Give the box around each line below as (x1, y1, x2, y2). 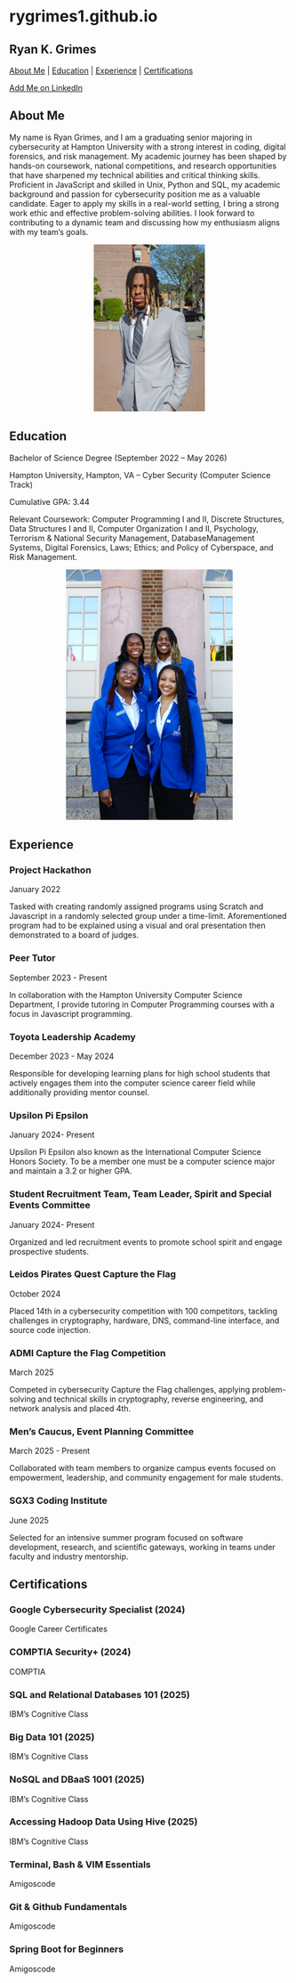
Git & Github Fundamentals (9, 1901, 127, 1914)
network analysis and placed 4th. (9, 1403, 132, 1414)
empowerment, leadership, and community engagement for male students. (9, 1472, 284, 1483)
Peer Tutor (9, 952, 56, 964)
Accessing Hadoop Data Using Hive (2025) (9, 1816, 198, 1828)
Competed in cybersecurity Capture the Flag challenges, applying (9, 1385, 251, 1395)
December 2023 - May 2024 (9, 1051, 115, 1061)
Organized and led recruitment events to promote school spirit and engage (9, 1236, 283, 1248)
